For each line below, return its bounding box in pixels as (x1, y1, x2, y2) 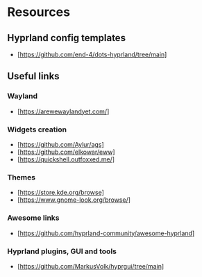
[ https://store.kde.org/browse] (17, 189, 104, 197)
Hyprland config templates (7, 32, 126, 44)
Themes (7, 172, 36, 182)
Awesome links (7, 213, 60, 223)
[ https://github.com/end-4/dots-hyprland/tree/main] (17, 50, 167, 58)
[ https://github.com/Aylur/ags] (17, 140, 104, 148)
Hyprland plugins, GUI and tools (7, 246, 117, 256)
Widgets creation (7, 125, 67, 134)
